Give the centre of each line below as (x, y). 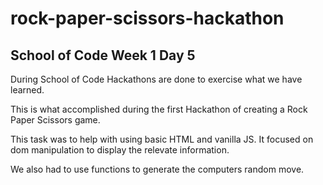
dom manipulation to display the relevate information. (120, 150)
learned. (27, 90)
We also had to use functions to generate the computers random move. (157, 169)
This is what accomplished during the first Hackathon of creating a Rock (159, 109)
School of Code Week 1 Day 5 (103, 55)
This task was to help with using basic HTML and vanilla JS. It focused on (162, 139)
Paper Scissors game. (55, 120)
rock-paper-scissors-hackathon (147, 18)
